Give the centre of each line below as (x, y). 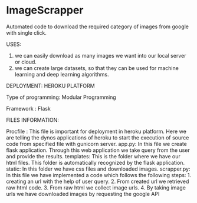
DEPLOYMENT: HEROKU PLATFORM (51, 85)
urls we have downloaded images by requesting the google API (83, 194)
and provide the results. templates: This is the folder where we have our (93, 156)
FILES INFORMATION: (32, 120)
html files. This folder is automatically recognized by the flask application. (95, 162)
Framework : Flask (29, 108)
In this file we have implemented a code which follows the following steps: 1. (99, 175)
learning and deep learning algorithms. (62, 74)
